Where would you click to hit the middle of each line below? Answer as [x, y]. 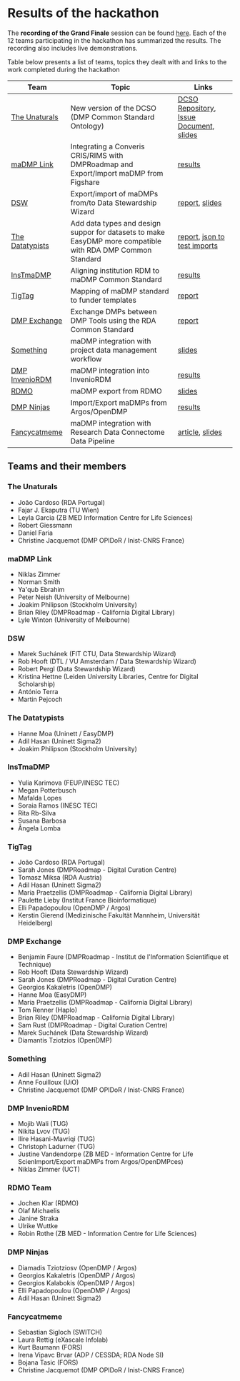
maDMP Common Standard [116, 279]
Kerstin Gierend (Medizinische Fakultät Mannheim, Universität [109, 915]
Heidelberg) [35, 923]
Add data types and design [116, 223]
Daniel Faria [35, 533]
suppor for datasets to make [118, 232]
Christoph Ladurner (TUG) [56, 1146]
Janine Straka [38, 1218]
